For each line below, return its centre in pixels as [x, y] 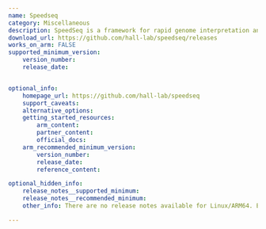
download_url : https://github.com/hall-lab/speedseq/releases [113, 38]
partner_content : [65, 133]
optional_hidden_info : [46, 184]
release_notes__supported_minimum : [81, 191]
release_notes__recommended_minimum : [85, 199]
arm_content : [58, 125]
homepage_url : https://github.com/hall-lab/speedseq [111, 96]
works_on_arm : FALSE [42, 45]
